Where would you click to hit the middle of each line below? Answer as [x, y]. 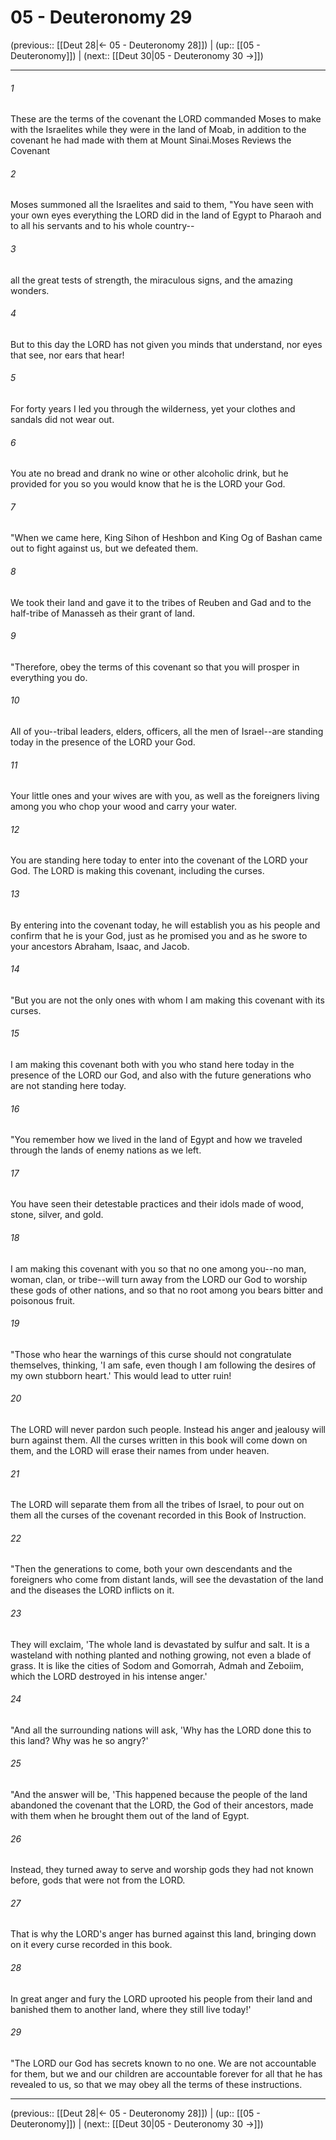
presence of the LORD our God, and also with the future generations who [161, 1075]
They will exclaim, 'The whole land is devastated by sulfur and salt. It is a [160, 1644]
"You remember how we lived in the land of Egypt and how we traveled [156, 1140]
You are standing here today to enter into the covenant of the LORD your [159, 860]
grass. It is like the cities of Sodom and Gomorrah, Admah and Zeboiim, [157, 1665]
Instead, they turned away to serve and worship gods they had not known [162, 1870]
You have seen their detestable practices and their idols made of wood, [157, 1204]
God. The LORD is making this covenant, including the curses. [137, 871]
